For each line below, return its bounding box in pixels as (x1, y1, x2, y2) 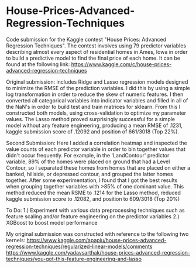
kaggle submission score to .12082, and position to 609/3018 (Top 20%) (6, 195, 180, 202)
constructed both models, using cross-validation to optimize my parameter (6, 109, 187, 116)
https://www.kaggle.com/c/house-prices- (71, 60, 172, 68)
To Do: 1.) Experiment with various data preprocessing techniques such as (6, 207, 185, 214)
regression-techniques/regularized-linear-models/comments (6, 243, 153, 250)
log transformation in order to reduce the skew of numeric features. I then (6, 91, 184, 98)
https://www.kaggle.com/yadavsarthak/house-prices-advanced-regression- (6, 249, 191, 256)
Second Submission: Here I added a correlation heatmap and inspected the (6, 139, 187, 146)
